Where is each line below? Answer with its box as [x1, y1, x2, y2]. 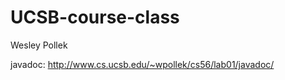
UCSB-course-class [10, 6, 180, 29]
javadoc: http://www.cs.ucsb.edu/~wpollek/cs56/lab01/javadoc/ [10, 58, 275, 70]
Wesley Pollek [10, 39, 68, 51]
